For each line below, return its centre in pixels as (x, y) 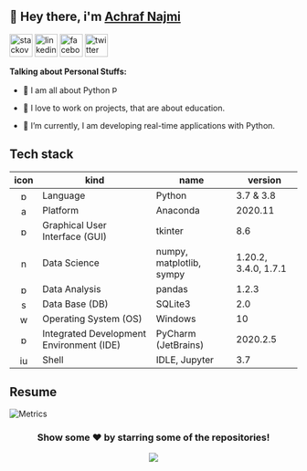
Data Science (71, 263)
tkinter (170, 231)
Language (64, 195)
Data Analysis (72, 288)
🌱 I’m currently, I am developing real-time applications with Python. (149, 125)
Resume (33, 392)
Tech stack (42, 155)
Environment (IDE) (82, 345)
